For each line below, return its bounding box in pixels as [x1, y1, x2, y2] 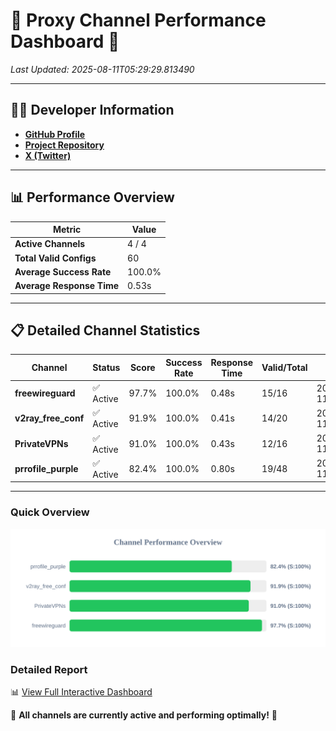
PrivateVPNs [14, 437, 69, 449]
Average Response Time [14, 280, 120, 292]
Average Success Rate [14, 265, 112, 278]
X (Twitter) [24, 149, 72, 161]
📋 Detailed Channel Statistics [10, 322, 201, 339]
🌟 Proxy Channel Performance [10, 9, 267, 32]
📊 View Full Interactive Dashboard [10, 685, 153, 698]
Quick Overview [10, 505, 90, 519]
